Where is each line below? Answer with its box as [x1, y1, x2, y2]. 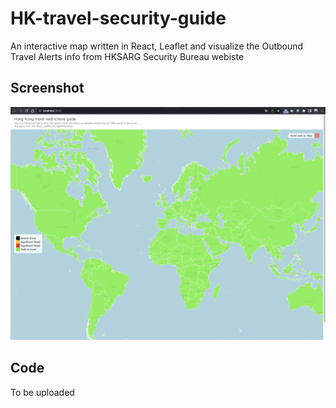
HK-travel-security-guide [10, 7, 227, 30]
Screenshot [10, 80, 85, 97]
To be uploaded [10, 386, 75, 398]
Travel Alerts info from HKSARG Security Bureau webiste [10, 50, 245, 62]
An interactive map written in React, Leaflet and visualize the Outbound [10, 40, 304, 52]
